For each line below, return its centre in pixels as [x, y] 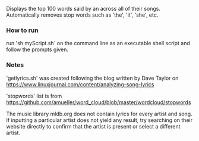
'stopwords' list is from [34, 96]
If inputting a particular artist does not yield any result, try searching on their [99, 120]
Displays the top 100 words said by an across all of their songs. [83, 9]
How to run [22, 30]
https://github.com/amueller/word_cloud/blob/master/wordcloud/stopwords [99, 102]
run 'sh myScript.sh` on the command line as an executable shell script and [98, 43]
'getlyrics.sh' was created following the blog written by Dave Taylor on [92, 78]
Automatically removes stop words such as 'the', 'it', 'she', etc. [82, 15]
